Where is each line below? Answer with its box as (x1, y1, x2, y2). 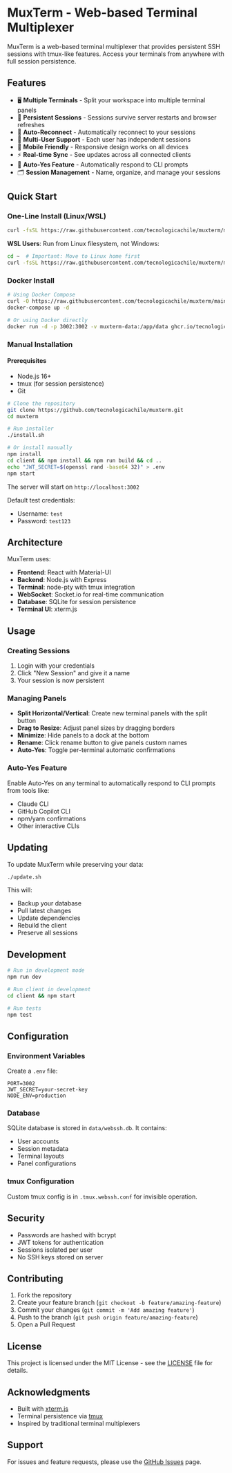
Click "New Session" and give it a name (17, 669, 130, 677)
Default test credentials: (7, 496, 75, 504)
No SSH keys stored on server (17, 1252, 104, 1261)
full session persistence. (7, 57, 77, 65)
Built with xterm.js (17, 1405, 69, 1413)
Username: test (17, 509, 64, 518)
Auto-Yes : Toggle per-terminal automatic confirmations (17, 746, 176, 754)
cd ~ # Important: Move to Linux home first (7, 253, 140, 260)
